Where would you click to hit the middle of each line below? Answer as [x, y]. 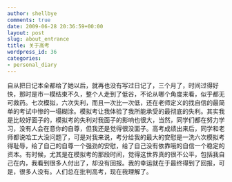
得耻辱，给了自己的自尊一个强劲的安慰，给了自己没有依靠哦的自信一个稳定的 [116, 145]
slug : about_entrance [38, 39]
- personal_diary [32, 65]
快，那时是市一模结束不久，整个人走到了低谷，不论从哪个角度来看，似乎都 [113, 94]
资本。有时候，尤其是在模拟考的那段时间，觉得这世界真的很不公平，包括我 [113, 154]
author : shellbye [32, 13]
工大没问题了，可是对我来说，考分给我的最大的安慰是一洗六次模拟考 [128, 137]
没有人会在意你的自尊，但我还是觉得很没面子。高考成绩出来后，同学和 [119, 128]
